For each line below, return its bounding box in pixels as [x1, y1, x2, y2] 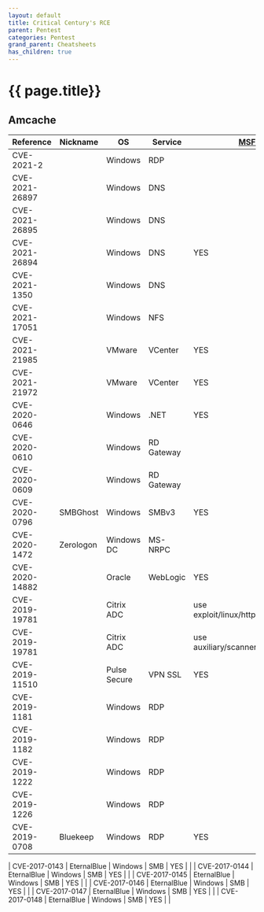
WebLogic [148, 572, 186, 582]
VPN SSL [148, 670, 182, 680]
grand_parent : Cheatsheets [8, 41, 97, 49]
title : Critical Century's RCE [8, 19, 111, 27]
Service [152, 137, 182, 147]
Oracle [105, 572, 131, 582]
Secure [105, 674, 134, 685]
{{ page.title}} [8, 82, 102, 100]
